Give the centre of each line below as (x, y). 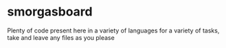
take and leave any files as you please (61, 37)
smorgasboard (50, 12)
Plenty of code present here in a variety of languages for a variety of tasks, (113, 30)
